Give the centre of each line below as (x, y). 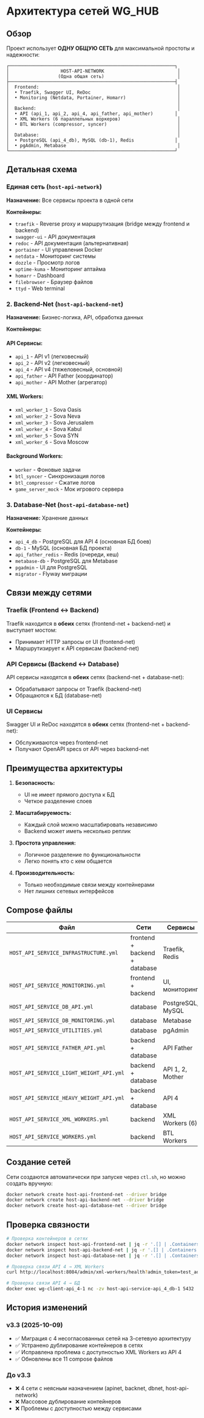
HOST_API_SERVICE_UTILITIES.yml (56, 1030)
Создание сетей (39, 1162)
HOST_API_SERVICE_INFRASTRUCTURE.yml (64, 953)
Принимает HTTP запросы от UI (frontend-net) (75, 642)
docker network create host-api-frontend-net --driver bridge (87, 1194)
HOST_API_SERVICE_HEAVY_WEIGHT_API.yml (67, 1098)
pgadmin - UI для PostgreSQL (51, 567)
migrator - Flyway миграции (51, 573)
